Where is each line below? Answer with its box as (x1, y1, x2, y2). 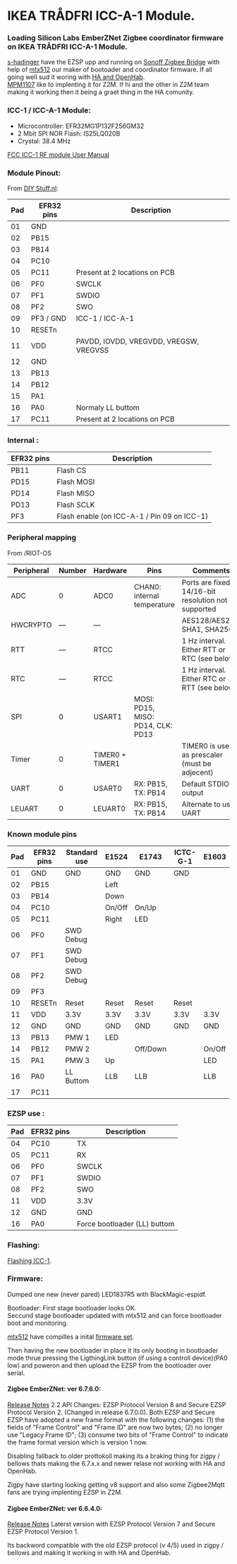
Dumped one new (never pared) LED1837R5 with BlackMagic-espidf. (7, 1290, 207, 1298)
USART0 (93, 783, 122, 793)
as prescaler (181, 750, 224, 760)
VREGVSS (75, 346, 109, 355)
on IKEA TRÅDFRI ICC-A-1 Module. (7, 42, 128, 52)
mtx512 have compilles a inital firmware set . (7, 1332, 135, 1341)
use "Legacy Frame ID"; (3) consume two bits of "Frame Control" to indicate (7, 1430, 229, 1439)
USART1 (93, 712, 122, 722)
